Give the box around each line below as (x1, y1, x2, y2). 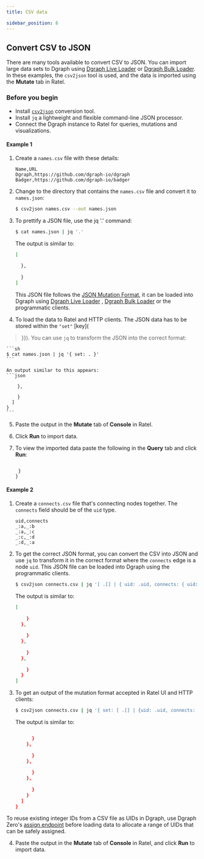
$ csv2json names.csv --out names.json (15, 206, 117, 212)
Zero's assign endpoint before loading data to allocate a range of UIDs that (6, 821, 194, 828)
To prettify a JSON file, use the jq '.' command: (15, 217, 132, 224)
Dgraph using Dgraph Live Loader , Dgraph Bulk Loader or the (15, 297, 172, 305)
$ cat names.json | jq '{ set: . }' (6, 351, 99, 357)
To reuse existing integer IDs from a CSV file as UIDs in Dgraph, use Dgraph (6, 814, 197, 822)
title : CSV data (6, 9, 47, 15)
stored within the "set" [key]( (15, 322, 90, 330)
